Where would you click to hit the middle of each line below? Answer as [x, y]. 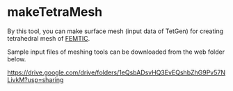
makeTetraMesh [55, 12]
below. [17, 59]
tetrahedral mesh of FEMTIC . [49, 38]
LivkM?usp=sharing [35, 79]
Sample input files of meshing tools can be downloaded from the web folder [116, 52]
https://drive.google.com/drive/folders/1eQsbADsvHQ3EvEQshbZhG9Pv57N [116, 72]
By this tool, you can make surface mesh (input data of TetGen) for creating [115, 31]
